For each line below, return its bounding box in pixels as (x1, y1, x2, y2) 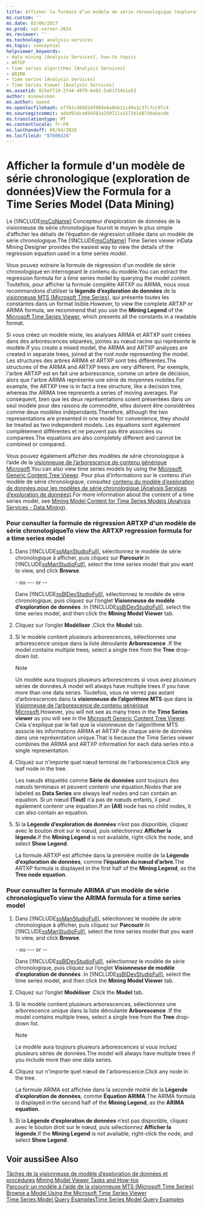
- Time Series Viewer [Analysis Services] (6, 82, 115, 88)
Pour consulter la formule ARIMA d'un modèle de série (6, 886, 169, 895)
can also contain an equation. (14, 809, 89, 816)
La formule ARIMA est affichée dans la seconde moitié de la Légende (14, 1086, 188, 1093)
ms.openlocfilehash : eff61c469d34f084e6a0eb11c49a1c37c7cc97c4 (6, 104, 169, 111)
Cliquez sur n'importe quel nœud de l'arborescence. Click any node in (14, 1068, 188, 1075)
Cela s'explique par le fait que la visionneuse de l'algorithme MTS (14, 721, 178, 729)
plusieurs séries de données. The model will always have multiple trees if (14, 1050, 196, 1057)
